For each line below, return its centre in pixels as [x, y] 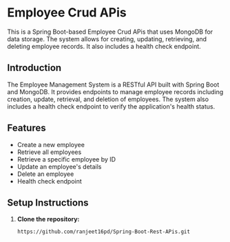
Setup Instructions [48, 202]
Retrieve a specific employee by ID [66, 159]
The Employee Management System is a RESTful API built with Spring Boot [113, 85]
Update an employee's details [59, 166]
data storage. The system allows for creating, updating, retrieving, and [107, 38]
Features [27, 128]
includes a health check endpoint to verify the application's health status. [111, 106]
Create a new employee [51, 144]
